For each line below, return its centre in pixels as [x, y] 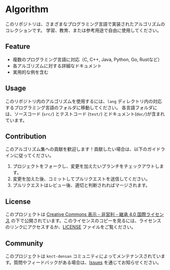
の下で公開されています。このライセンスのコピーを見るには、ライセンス [86, 221]
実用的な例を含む [30, 72]
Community [24, 243]
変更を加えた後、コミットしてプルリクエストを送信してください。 [81, 179]
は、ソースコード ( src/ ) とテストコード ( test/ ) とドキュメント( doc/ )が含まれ [85, 114]
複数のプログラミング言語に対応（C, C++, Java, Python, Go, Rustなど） [87, 59]
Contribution [26, 136]
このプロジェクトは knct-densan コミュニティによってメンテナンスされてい [83, 256]
